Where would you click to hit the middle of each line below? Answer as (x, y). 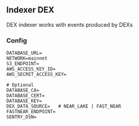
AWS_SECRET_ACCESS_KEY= (37, 75)
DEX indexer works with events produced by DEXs (69, 24)
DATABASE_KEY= (24, 101)
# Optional (20, 85)
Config (17, 40)
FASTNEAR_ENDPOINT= (31, 112)
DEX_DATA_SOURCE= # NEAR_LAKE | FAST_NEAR (64, 107)
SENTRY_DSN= (21, 117)
